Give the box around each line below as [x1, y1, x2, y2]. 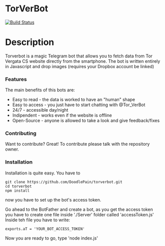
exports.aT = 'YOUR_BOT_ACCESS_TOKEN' [5, 226, 85, 231]
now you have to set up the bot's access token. [5, 197, 101, 203]
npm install [5, 188, 30, 193]
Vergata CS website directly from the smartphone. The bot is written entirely [5, 58, 161, 64]
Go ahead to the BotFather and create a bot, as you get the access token [5, 206, 153, 212]
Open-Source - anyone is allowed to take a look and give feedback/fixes [12, 118, 160, 123]
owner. [5, 146, 19, 152]
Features [5, 76, 27, 82]
